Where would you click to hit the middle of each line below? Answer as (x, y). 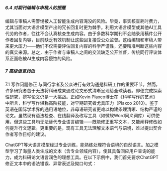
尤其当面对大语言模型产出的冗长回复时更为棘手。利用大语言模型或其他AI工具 (83, 27)
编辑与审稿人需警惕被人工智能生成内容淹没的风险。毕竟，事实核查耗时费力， (83, 21)
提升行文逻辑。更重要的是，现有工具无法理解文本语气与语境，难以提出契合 (85, 128)
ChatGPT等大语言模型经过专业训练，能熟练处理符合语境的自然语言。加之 (80, 145)
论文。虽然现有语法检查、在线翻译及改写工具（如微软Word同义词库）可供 (80, 115)
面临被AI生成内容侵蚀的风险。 (44, 58)
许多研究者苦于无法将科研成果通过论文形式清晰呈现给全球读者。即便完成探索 (83, 90)
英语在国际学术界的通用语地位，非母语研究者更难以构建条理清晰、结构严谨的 (83, 109)
